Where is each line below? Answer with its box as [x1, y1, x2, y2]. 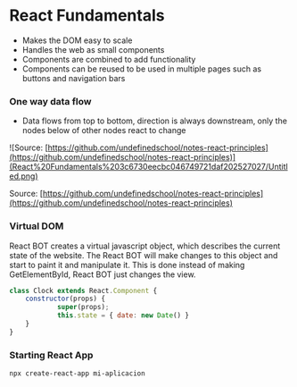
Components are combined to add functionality [21, 54, 196, 64]
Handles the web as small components [21, 44, 165, 55]
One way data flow [9, 95, 92, 107]
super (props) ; [56, 303, 110, 312]
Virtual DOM [9, 220, 64, 232]
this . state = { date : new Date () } [56, 311, 190, 320]
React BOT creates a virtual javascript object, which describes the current [9, 240, 281, 251]
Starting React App [9, 349, 94, 361]
